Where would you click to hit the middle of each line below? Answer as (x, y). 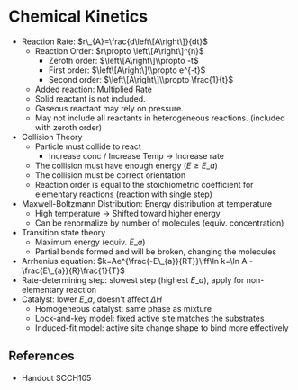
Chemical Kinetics (78, 17)
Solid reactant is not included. (90, 98)
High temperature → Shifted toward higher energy (128, 213)
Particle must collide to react (88, 146)
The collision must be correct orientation (110, 175)
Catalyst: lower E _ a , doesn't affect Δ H (92, 299)
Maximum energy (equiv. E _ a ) (90, 242)
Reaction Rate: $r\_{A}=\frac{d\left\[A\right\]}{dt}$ (115, 41)
